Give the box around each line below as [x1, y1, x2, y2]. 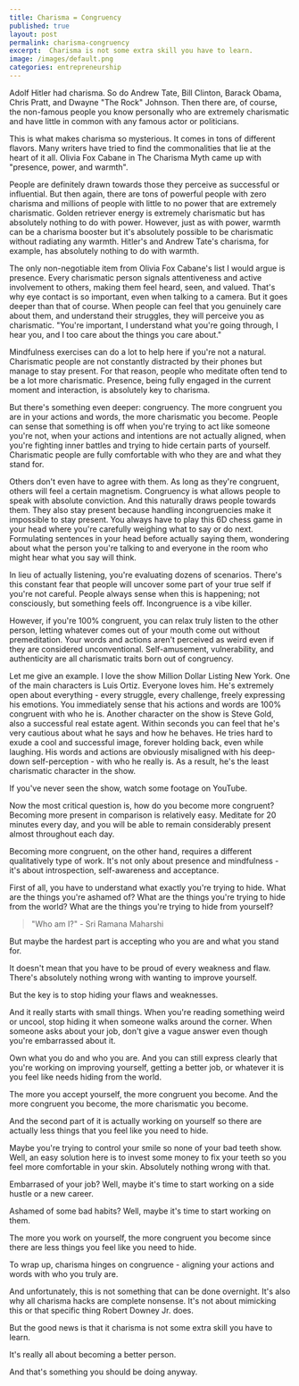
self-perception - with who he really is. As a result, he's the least [31, 756, 270, 767]
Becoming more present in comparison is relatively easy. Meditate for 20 [9, 810, 277, 820]
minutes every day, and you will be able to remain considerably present [9, 819, 271, 829]
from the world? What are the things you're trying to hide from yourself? [9, 901, 274, 911]
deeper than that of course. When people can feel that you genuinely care [9, 300, 282, 311]
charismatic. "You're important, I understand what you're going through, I [9, 319, 278, 331]
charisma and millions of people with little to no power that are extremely [9, 197, 277, 208]
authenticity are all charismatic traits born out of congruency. [9, 653, 234, 664]
